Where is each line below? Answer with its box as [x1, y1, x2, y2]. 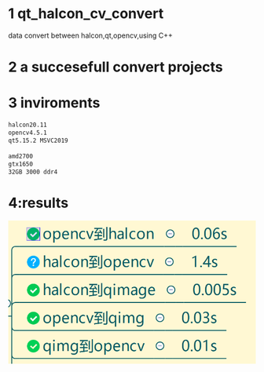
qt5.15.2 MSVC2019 [8, 137, 68, 145]
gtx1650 [8, 160, 34, 169]
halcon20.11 [8, 121, 47, 129]
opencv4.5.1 [8, 129, 47, 137]
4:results [8, 194, 69, 212]
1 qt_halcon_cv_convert [8, 5, 164, 23]
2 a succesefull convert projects [8, 58, 224, 76]
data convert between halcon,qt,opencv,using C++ [8, 31, 173, 40]
